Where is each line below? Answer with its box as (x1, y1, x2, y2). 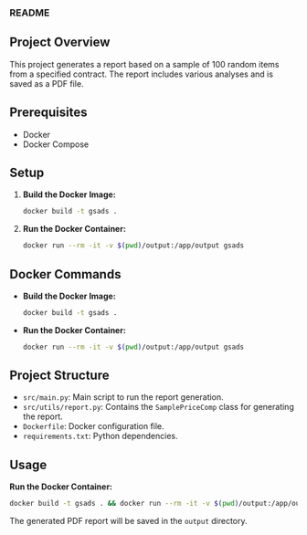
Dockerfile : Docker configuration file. (22, 421, 164, 432)
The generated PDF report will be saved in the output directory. (9, 516, 249, 527)
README (9, 6, 50, 19)
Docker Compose (22, 139, 90, 150)
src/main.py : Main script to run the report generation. (22, 392, 224, 403)
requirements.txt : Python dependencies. (22, 431, 178, 442)
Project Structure (9, 368, 110, 383)
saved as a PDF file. (9, 78, 84, 89)
